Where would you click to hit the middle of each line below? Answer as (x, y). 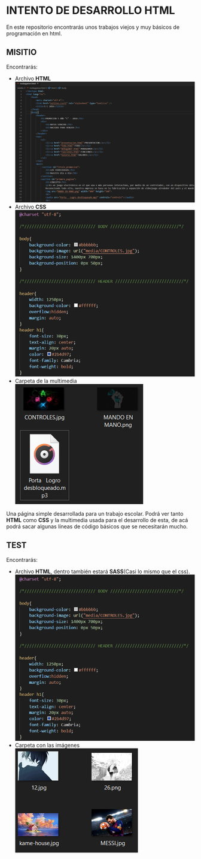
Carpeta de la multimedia (46, 381)
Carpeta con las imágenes (47, 745)
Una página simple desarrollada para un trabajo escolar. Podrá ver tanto (95, 513)
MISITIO (22, 53)
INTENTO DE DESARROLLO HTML (91, 11)
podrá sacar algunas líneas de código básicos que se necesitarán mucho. (97, 526)
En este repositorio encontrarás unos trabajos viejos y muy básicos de (93, 27)
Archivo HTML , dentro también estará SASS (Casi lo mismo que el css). (102, 571)
